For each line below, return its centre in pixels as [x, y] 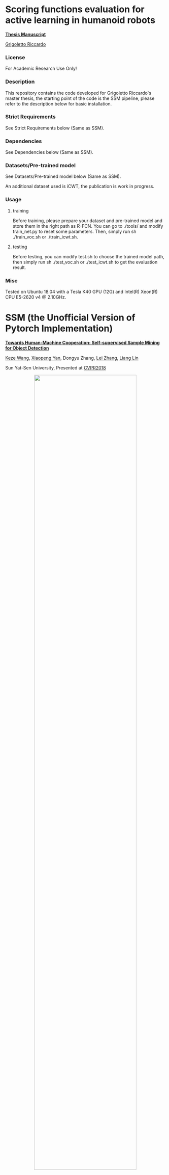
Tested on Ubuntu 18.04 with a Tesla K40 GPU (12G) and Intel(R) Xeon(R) [82, 292]
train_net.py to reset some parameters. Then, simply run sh [74, 231]
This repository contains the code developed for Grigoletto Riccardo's [78, 93]
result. [19, 267]
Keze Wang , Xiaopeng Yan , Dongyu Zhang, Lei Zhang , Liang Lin [72, 358]
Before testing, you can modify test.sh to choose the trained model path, [88, 256]
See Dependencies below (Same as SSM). [49, 152]
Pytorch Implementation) [59, 328]
